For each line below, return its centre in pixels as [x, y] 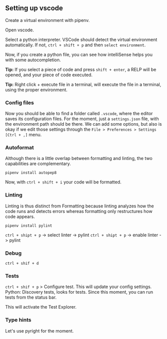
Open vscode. [20, 30]
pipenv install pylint [29, 226]
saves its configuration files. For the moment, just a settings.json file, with [82, 119]
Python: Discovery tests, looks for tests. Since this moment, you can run [79, 292]
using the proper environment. [36, 90]
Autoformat [19, 148]
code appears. [20, 216]
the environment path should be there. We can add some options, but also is [83, 124]
